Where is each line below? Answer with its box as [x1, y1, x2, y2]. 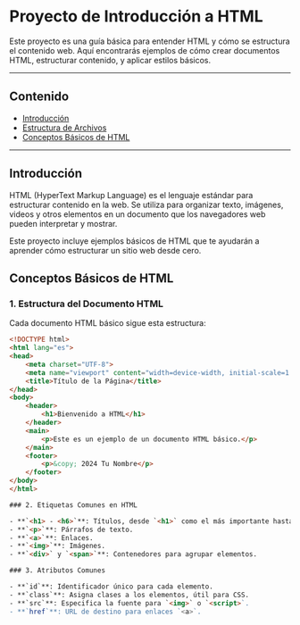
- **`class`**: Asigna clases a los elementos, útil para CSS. [9, 590, 250, 599]
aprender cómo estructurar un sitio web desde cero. [9, 245, 202, 255]
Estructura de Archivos [21, 122, 107, 133]
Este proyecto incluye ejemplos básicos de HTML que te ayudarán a [9, 235, 260, 246]
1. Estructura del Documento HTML [9, 297, 163, 310]
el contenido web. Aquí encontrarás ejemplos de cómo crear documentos [9, 45, 280, 55]
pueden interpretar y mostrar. [9, 218, 118, 229]
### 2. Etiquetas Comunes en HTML [9, 500, 138, 510]
